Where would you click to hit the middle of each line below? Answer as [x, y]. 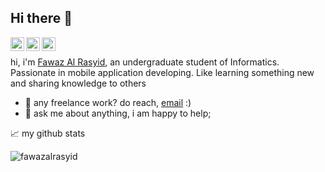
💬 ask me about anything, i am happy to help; [118, 113]
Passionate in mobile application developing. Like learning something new [162, 72]
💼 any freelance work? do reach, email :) [108, 102]
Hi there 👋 [41, 18]
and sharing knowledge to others [78, 83]
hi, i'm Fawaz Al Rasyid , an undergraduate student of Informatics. [145, 62]
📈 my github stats [48, 133]
